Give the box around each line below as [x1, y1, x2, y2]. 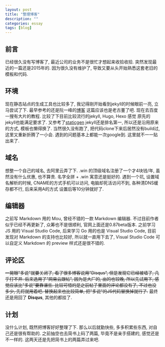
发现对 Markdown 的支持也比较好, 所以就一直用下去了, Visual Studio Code [5, 234, 155, 240]
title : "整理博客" [5, 12, 40, 17]
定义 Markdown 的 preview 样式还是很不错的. [13, 240, 105, 246]
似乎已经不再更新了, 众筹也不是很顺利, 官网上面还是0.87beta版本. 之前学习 [5, 222, 156, 228]
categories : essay [5, 21, 43, 26]
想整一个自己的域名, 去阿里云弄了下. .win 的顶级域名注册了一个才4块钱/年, [5, 168, 155, 173]
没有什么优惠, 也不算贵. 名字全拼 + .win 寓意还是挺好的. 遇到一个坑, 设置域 [9, 173, 160, 179]
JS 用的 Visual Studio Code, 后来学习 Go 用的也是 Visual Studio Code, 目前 [5, 228, 157, 234]
